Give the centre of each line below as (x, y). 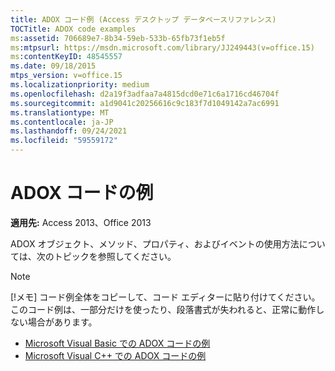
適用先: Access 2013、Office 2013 (81, 222)
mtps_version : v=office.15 (66, 76)
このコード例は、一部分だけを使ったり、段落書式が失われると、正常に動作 (163, 309)
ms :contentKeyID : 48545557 (66, 57)
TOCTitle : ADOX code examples (73, 29)
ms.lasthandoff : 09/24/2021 (69, 131)
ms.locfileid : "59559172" (64, 141)
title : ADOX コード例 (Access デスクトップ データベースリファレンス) (143, 19)
